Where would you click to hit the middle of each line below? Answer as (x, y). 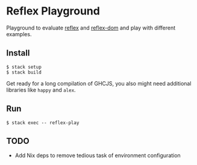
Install (18, 53)
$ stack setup (24, 67)
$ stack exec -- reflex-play (43, 123)
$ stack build (24, 72)
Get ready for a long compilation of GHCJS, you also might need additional (99, 83)
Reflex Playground (53, 11)
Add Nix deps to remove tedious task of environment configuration (98, 155)
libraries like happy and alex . (41, 90)
